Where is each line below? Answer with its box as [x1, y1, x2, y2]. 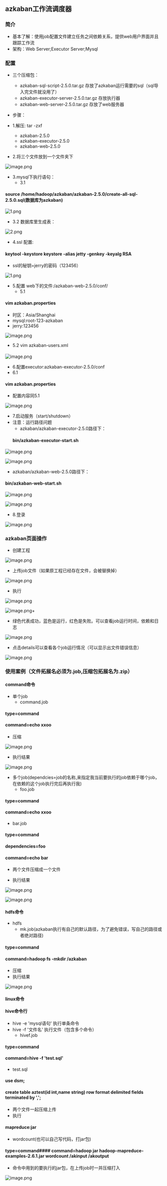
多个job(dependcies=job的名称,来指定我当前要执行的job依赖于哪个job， [12, 774, 160, 780]
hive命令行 [5, 1008, 27, 1014]
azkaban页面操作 [5, 535, 47, 542]
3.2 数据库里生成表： [12, 219, 56, 225]
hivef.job [19, 1032, 38, 1038]
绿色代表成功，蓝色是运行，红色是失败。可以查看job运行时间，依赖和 [12, 618, 155, 624]
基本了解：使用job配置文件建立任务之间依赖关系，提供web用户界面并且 [12, 33, 159, 39]
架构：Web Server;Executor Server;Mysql [12, 46, 98, 52]
